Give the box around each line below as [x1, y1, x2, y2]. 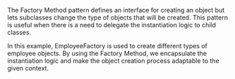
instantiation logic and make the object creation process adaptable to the [7, 57, 220, 65]
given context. [7, 64, 49, 72]
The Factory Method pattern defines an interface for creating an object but [7, 6, 225, 14]
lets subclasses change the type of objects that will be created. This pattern [7, 13, 228, 22]
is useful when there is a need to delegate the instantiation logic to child [7, 21, 217, 29]
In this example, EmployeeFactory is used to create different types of [7, 42, 208, 50]
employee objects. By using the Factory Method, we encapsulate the [7, 49, 207, 57]
